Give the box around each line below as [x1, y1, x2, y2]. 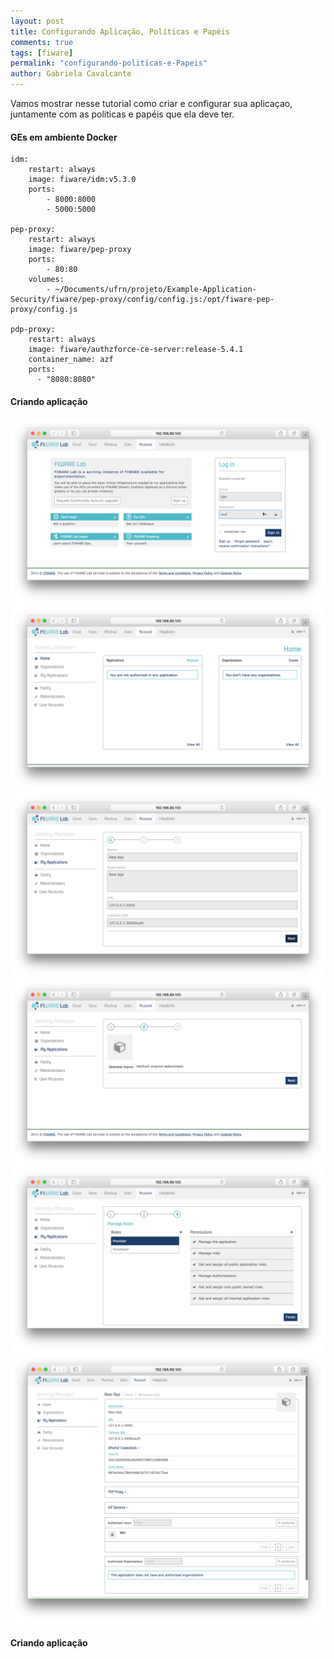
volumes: [28, 275, 65, 285]
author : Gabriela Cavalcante [10, 69, 132, 79]
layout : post [10, 16, 65, 26]
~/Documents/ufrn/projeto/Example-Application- [54, 285, 257, 295]
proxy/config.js [10, 305, 78, 315]
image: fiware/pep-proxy [28, 245, 132, 255]
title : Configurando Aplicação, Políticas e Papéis [10, 26, 230, 37]
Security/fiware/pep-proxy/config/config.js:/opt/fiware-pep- [10, 295, 275, 305]
